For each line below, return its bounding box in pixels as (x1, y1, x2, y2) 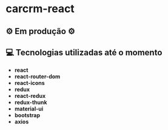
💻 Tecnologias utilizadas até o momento (5, 47, 163, 58)
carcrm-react (5, 2, 75, 16)
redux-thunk (14, 99, 47, 106)
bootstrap (14, 112, 41, 119)
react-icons (14, 80, 45, 87)
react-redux (14, 92, 46, 100)
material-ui (14, 105, 44, 112)
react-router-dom (14, 73, 61, 80)
